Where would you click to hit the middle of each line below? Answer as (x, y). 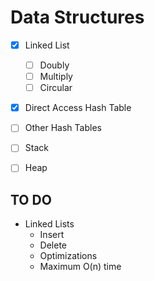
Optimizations (68, 256)
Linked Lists (49, 224)
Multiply (56, 77)
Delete (53, 245)
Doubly (54, 65)
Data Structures (77, 17)
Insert (52, 235)
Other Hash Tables (63, 128)
